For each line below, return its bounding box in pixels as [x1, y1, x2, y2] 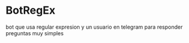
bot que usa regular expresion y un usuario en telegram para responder [5, 23, 183, 30]
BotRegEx [5, 4, 55, 17]
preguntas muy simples [5, 29, 64, 36]
